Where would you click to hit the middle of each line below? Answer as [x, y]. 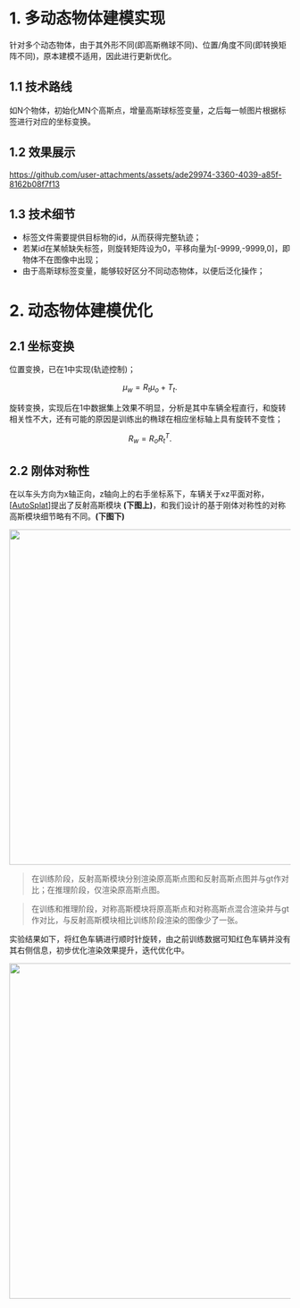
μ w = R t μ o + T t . [150, 388]
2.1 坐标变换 [42, 346]
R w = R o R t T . [150, 438]
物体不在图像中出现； [61, 259]
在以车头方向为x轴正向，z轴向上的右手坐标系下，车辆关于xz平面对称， [139, 494]
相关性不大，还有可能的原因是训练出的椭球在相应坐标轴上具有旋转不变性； [146, 419]
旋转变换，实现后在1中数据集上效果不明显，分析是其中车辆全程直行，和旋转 [148, 408]
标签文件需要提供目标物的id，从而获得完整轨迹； [112, 237]
